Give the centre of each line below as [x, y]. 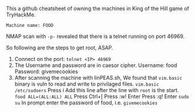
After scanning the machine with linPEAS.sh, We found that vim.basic [98, 78]
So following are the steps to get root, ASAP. [60, 47]
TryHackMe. [21, 15]
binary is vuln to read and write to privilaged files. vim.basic [87, 84]
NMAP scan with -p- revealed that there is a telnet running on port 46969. [95, 36]
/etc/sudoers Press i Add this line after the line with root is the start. [97, 90]
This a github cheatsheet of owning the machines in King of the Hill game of [97, 9]
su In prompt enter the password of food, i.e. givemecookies [86, 103]
